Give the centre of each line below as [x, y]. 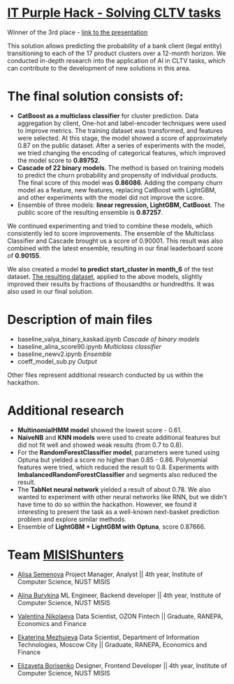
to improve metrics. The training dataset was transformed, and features [120, 130]
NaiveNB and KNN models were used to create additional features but [119, 437]
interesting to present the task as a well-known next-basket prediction [118, 511]
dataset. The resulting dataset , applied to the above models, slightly [105, 276]
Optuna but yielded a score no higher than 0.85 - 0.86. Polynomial [112, 459]
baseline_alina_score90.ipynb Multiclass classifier [89, 346]
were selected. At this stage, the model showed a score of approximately [122, 138]
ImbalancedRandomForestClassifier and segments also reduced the [117, 474]
